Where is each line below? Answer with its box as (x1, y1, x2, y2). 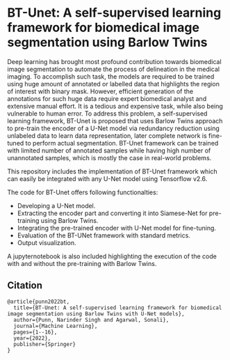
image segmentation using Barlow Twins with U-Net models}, (7, 310, 186, 318)
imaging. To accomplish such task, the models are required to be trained (7, 72, 215, 81)
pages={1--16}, (13, 329, 58, 336)
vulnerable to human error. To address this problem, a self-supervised (7, 109, 208, 118)
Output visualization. (17, 238, 76, 246)
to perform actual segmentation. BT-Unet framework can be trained (25, 139, 219, 147)
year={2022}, (13, 334, 51, 342)
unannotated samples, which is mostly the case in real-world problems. (7, 153, 212, 162)
